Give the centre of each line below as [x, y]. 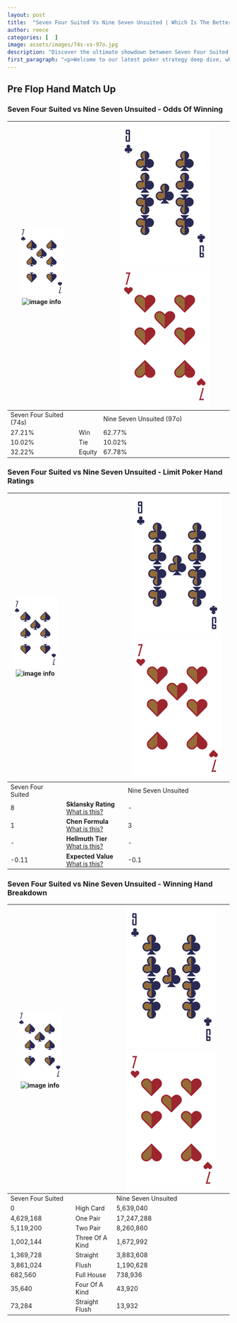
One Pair [88, 1218]
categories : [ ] [33, 37]
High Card [90, 1208]
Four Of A [89, 1285]
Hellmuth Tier [87, 839]
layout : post [26, 15]
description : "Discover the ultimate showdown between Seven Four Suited [118, 52]
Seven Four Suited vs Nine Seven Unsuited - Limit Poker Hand [115, 472]
